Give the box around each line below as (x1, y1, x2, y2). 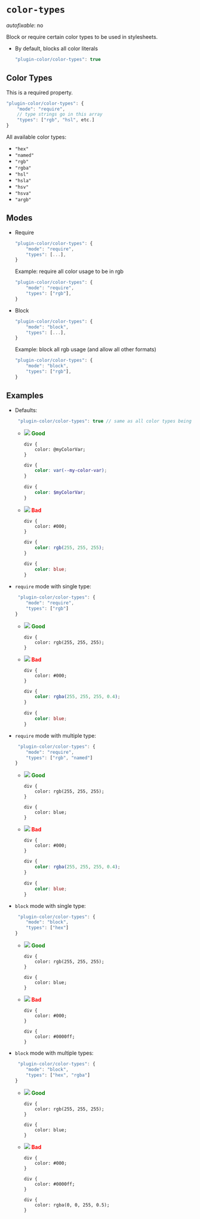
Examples (6, 391, 44, 401)
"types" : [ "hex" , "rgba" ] (26, 1072, 91, 1078)
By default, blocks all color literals (14, 45, 99, 52)
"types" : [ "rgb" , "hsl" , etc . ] (17, 117, 95, 123)
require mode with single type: (14, 583, 91, 589)
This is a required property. (6, 88, 73, 96)
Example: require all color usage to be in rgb (14, 268, 124, 275)
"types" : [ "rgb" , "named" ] (26, 754, 93, 761)
